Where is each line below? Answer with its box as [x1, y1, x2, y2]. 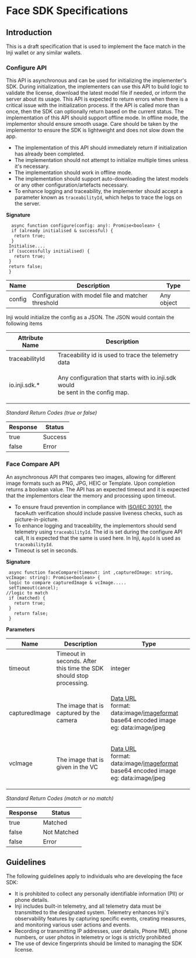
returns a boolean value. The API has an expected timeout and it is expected [6, 485, 190, 492]
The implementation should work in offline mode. [14, 169, 133, 176]
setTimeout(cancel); [8, 585, 59, 591]
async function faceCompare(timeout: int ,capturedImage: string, [8, 569, 174, 576]
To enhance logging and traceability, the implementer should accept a [14, 188, 183, 195]
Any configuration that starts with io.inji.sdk [57, 374, 177, 382]
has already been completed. [14, 150, 85, 157]
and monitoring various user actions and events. [14, 921, 131, 928]
